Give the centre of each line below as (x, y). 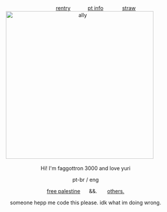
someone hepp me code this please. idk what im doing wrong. (86, 203)
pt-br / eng (86, 180)
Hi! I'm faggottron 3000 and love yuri (86, 168)
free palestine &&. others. (86, 191)
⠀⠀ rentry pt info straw (92, 8)
